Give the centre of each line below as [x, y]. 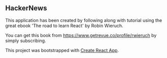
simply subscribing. [26, 40]
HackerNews [26, 8]
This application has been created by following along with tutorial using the [84, 20]
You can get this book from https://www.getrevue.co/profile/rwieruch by [81, 35]
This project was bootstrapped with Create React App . [62, 50]
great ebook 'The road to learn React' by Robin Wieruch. [64, 25]
